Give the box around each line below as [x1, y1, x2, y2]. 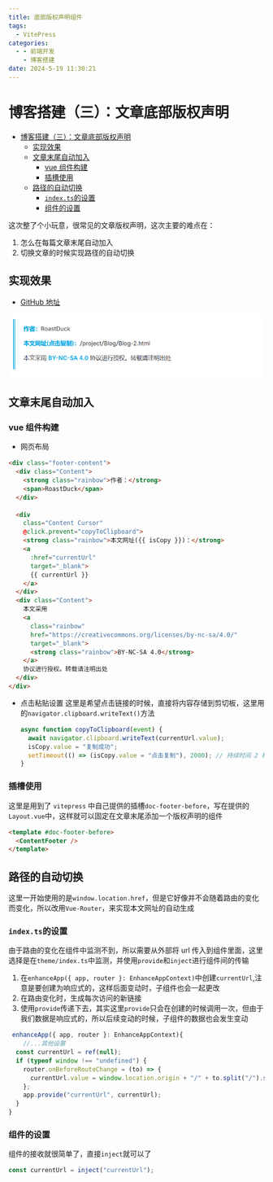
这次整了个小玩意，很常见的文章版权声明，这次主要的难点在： [8, 220, 215, 230]
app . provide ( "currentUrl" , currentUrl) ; [23, 1091, 162, 1099]
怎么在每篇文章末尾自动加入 [19, 237, 114, 247]
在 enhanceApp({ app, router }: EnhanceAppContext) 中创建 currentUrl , [19, 973, 255, 983]
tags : [8, 21, 27, 30]
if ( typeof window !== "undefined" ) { [15, 1057, 148, 1065]
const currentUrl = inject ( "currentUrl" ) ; [8, 1167, 154, 1175]
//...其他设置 [23, 1040, 66, 1048]
